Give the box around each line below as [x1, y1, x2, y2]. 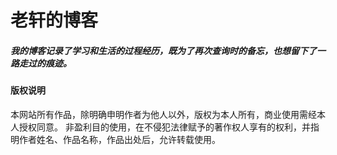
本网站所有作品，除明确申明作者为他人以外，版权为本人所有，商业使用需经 [10, 108, 317, 120]
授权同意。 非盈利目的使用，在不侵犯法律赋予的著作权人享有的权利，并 [18, 121, 311, 133]
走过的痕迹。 [18, 57, 72, 69]
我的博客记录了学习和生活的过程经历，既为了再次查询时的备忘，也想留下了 [10, 44, 317, 56]
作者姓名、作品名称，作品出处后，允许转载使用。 [18, 133, 221, 145]
